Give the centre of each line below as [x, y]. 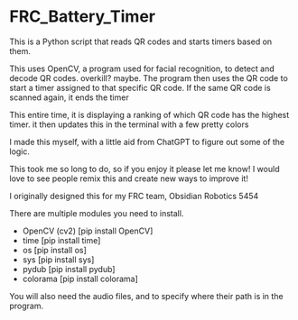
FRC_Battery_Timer [83, 17]
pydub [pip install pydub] [69, 269]
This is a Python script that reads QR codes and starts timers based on [141, 41]
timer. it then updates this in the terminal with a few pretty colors [129, 124]
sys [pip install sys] [58, 260]
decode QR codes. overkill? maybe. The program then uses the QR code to [149, 78]
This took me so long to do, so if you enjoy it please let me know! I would [144, 169]
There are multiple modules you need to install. [97, 213]
